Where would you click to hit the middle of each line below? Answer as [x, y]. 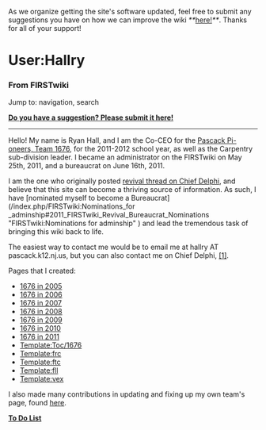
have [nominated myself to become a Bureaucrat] [89, 198]
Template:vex [42, 379]
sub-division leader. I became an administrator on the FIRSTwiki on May [125, 157]
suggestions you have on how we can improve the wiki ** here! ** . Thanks [128, 20]
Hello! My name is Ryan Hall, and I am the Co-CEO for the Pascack [117, 140]
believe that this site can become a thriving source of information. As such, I [132, 190]
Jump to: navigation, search [53, 102]
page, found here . [38, 403]
